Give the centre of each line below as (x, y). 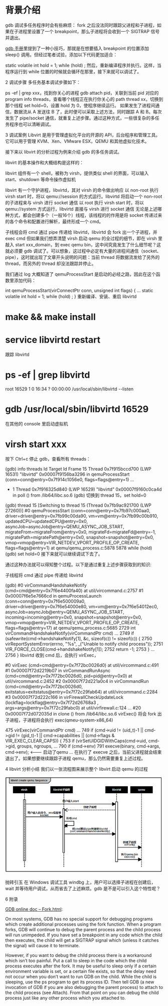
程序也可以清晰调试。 (31, 124)
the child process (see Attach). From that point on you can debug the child (82, 993)
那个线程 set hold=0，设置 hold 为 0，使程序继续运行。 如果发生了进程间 (80, 105)
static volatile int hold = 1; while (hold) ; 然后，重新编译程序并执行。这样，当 (83, 65)
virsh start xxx (36, 444)
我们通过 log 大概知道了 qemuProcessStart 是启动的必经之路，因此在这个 (81, 274)
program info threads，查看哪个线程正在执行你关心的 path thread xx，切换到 (84, 99)
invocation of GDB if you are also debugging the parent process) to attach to (84, 987)
